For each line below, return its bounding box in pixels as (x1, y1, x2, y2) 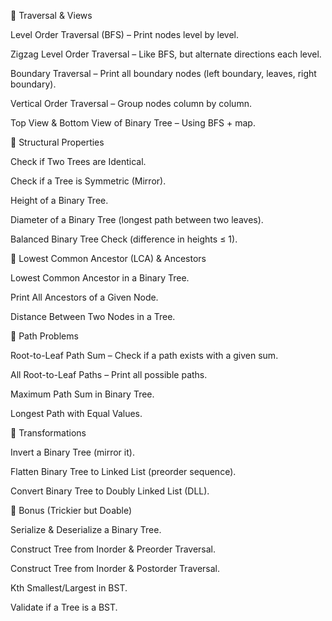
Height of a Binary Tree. (10, 195, 109, 206)
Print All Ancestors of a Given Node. (10, 291, 159, 303)
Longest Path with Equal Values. (10, 408, 143, 419)
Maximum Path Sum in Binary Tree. (10, 388, 155, 400)
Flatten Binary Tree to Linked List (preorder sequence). (10, 466, 237, 477)
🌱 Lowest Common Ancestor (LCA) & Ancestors (10, 253, 207, 264)
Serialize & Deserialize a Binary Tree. (10, 524, 162, 535)
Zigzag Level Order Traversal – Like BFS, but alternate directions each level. (10, 48, 322, 60)
